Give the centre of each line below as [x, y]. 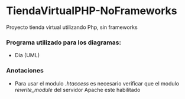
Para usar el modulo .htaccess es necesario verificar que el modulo [97, 83]
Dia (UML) [27, 55]
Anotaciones [25, 71]
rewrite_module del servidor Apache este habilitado [77, 90]
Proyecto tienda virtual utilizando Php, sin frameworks [72, 27]
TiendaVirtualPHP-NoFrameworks [92, 11]
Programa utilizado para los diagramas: [64, 42]
